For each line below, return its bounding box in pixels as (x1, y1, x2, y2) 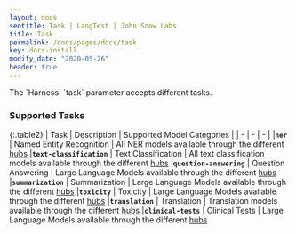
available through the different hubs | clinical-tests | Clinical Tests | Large (9, 206, 284, 216)
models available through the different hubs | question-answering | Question (9, 157, 285, 169)
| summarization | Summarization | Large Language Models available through (9, 177, 287, 188)
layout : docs (9, 12, 58, 22)
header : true (9, 63, 58, 72)
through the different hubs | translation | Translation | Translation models (9, 196, 278, 206)
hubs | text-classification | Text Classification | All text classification (9, 149, 265, 159)
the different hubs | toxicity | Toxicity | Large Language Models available (9, 186, 277, 197)
